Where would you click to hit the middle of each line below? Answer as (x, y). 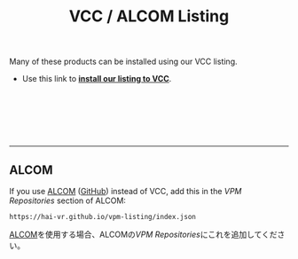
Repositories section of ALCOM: (68, 200)
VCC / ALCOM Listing (149, 16)
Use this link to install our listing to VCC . (97, 79)
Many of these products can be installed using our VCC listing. (123, 62)
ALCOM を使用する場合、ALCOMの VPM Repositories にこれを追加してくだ (143, 234)
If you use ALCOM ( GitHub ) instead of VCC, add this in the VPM (125, 191)
